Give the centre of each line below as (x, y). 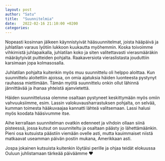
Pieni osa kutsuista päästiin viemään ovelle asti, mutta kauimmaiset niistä (79, 133)
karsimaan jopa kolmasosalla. (35, 63)
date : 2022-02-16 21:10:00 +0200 (42, 23)
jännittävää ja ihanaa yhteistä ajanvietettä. (48, 88)
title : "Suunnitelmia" (30, 19)
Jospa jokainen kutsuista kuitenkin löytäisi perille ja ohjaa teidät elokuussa (80, 148)
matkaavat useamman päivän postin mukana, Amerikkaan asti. (68, 139)
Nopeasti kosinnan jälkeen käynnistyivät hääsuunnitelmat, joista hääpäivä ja (82, 42)
